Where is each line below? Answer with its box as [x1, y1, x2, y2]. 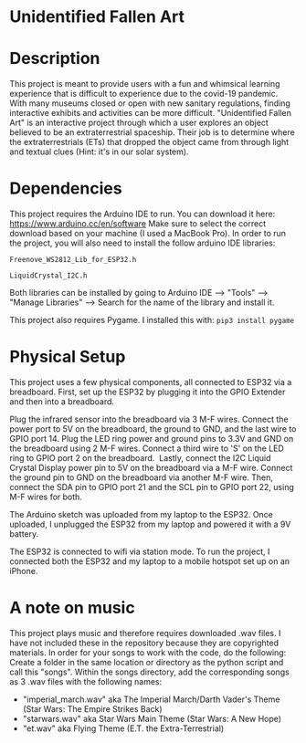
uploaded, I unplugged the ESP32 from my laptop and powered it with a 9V [9, 518, 291, 529]
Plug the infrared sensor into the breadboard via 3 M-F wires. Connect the [9, 413, 290, 424]
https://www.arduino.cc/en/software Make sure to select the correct [9, 218, 267, 229]
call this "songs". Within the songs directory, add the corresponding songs [9, 666, 290, 677]
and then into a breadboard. [9, 396, 115, 407]
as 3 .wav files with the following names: [9, 675, 163, 686]
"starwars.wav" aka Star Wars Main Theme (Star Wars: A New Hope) [22, 713, 281, 724]
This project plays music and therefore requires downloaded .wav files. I [9, 627, 281, 638]
